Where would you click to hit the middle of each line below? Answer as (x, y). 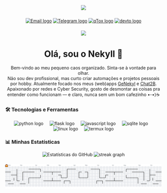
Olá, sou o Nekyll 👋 (83, 54)
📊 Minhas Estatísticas (33, 142)
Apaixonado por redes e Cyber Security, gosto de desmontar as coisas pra (83, 89)
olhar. (83, 73)
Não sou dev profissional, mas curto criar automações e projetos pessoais (83, 78)
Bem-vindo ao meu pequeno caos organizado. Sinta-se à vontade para (83, 68)
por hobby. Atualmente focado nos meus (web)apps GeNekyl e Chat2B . (83, 84)
